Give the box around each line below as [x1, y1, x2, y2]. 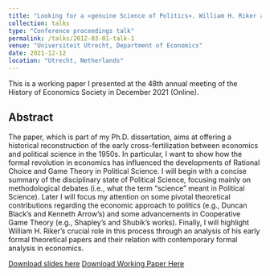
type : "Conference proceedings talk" [8, 27, 135, 35]
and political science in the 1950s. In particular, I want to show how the [8, 149, 243, 159]
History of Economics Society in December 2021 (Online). [8, 87, 199, 97]
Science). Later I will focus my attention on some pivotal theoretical [8, 192, 231, 201]
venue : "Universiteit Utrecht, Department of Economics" [8, 42, 203, 50]
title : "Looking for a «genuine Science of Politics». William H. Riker [8, 11, 257, 20]
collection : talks [8, 19, 70, 27]
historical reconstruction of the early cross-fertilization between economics [8, 140, 259, 150]
